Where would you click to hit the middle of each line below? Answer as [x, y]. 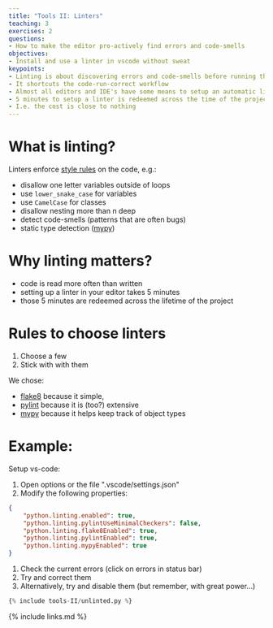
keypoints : [27, 69]
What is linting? [62, 147]
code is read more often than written [81, 284]
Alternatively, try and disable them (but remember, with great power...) [138, 586]
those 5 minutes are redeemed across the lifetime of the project [127, 301]
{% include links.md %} [48, 616]
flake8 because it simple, [62, 396]
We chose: [26, 380]
